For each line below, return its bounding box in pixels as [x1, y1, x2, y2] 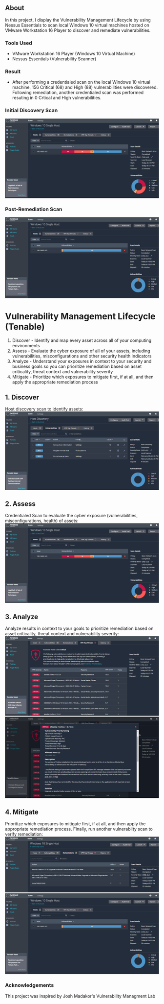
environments [12, 342, 40, 348]
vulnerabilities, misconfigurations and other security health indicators [12, 353, 152, 359]
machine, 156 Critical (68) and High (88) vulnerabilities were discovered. [12, 84, 158, 90]
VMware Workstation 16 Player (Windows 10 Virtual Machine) [12, 51, 135, 57]
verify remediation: [5, 831, 43, 837]
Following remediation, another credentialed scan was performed [12, 90, 144, 96]
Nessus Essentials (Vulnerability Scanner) [12, 56, 97, 62]
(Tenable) [5, 321, 45, 332]
